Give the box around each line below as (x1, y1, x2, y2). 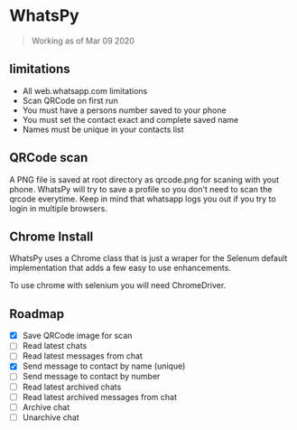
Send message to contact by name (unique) (22, 360, 186, 371)
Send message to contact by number (22, 371, 161, 382)
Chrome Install (9, 229, 94, 244)
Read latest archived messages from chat (22, 391, 178, 402)
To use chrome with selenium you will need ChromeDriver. (9, 280, 227, 291)
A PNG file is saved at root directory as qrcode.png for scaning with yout (9, 173, 280, 185)
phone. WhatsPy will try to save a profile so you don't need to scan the (9, 183, 273, 194)
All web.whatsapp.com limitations (22, 85, 148, 96)
